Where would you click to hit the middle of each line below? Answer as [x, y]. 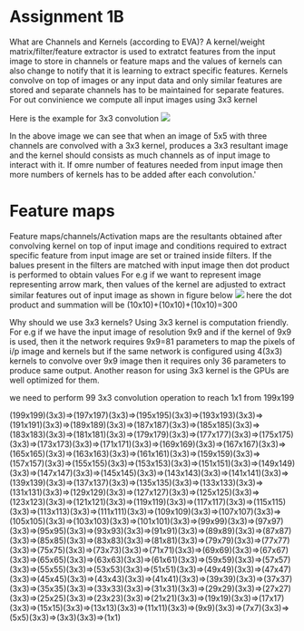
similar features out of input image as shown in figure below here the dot [151, 295]
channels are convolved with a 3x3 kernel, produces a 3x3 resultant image [149, 145]
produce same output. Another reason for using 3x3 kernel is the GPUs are [149, 370]
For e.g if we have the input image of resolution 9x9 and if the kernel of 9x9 [151, 332]
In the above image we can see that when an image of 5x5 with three [138, 136]
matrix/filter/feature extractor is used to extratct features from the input [142, 51]
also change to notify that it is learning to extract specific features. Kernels [149, 71]
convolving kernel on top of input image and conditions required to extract [148, 246]
